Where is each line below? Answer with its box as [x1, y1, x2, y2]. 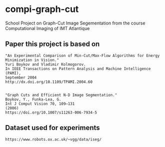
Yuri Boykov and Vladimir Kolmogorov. [5, 61, 86, 67]
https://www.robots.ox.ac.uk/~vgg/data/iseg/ [5, 136, 101, 142]
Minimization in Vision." [5, 57, 59, 62]
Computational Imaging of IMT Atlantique [5, 25, 90, 31]
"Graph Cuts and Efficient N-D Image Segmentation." [5, 92, 117, 97]
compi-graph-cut [5, 3, 79, 15]
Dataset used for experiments [5, 123, 100, 132]
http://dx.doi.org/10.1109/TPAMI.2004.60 [5, 79, 93, 84]
